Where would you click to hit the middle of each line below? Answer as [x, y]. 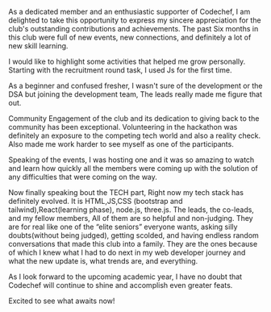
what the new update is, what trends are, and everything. [103, 261]
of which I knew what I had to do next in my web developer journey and [127, 252]
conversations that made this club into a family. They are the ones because [133, 244]
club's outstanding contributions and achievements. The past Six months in [133, 29]
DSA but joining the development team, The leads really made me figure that [135, 94]
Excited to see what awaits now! [62, 301]
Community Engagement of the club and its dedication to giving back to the [134, 119]
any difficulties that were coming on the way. [83, 177]
